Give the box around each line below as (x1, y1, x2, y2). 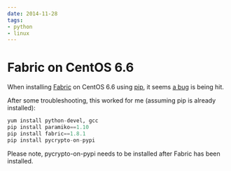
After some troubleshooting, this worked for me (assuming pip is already (7, 96, 216, 105)
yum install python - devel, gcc (7, 117, 99, 124)
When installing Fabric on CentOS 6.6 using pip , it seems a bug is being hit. (7, 83, 224, 91)
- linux (7, 29, 30, 37)
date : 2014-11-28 (7, 10, 58, 17)
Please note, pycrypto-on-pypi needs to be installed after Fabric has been (7, 149, 220, 158)
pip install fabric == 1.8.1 (7, 130, 86, 137)
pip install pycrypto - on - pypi (7, 137, 96, 144)
